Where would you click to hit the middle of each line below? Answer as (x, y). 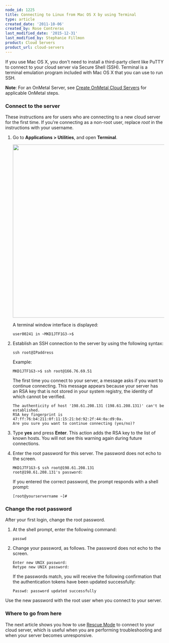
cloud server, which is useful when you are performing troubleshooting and (83, 630)
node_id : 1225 (20, 10)
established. (26, 410)
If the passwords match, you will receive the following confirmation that (87, 576)
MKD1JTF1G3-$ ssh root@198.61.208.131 (53, 468)
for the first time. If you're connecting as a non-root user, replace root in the (84, 122)
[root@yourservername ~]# (40, 496)
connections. (26, 443)
